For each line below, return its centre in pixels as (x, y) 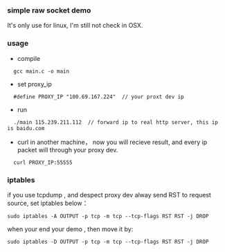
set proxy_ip (34, 84)
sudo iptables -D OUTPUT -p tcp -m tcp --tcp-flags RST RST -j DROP (108, 242)
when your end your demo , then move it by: (70, 229)
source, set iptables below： (48, 203)
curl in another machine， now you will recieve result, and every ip (112, 142)
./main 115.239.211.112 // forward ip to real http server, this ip (116, 122)
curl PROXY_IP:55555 (43, 162)
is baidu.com (26, 128)
